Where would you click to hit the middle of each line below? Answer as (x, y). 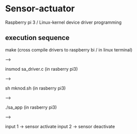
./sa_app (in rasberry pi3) (31, 107)
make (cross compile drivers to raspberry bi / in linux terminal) (69, 49)
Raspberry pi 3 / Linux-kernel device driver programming (63, 22)
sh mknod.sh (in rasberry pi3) (35, 88)
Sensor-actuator (40, 9)
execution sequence (37, 38)
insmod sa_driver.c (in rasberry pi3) (41, 69)
